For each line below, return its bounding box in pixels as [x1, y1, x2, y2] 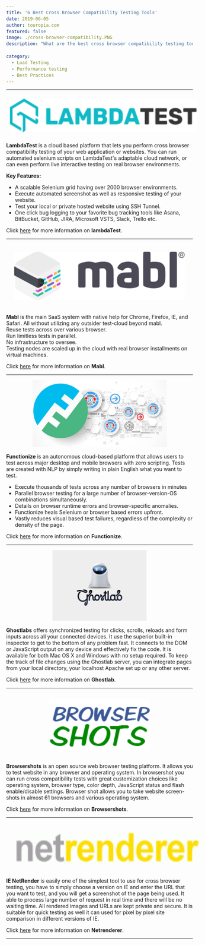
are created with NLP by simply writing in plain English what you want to [6, 466, 182, 473]
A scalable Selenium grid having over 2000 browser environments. [14, 184, 178, 191]
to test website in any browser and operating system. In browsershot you [6, 769, 184, 776]
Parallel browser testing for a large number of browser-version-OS [14, 490, 177, 497]
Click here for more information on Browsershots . [6, 805, 129, 813]
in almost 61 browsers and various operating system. [20, 794, 150, 801]
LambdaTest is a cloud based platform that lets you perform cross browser [6, 142, 190, 149]
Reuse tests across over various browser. [6, 326, 107, 333]
